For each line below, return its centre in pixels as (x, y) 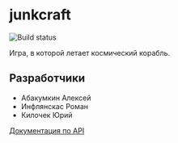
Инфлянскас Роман (54, 106)
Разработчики (47, 78)
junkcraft (40, 15)
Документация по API (47, 130)
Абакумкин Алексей (56, 98)
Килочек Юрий (47, 115)
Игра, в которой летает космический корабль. (90, 53)
